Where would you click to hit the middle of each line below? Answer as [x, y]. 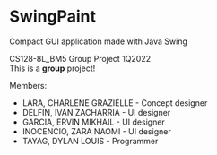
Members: [28, 85]
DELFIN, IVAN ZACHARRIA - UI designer [96, 112]
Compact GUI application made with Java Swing [99, 41]
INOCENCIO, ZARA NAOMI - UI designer [97, 131]
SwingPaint [53, 17]
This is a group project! [52, 68]
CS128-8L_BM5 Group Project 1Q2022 [80, 58]
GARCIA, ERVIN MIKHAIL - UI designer [94, 122]
